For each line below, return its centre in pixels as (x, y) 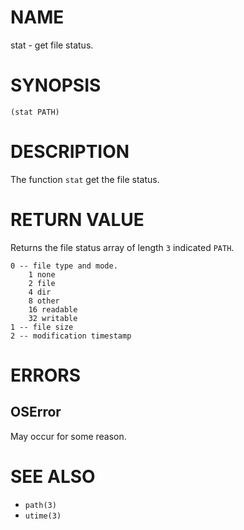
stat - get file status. (52, 45)
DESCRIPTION (70, 152)
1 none (42, 274)
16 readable (53, 309)
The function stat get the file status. (85, 179)
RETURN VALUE (77, 220)
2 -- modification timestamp (71, 336)
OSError (36, 412)
